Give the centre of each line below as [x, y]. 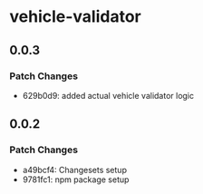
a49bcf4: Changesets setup [74, 170]
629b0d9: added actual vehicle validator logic [108, 95]
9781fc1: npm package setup [76, 179]
